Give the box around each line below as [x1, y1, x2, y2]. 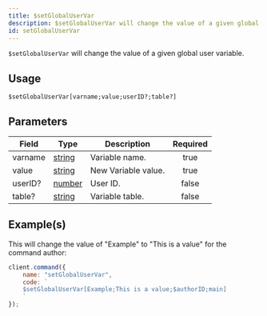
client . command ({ [8, 263, 66, 271]
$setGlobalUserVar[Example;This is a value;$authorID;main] [22, 286, 227, 294]
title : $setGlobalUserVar [8, 11, 94, 20]
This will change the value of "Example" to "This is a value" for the [8, 239, 227, 249]
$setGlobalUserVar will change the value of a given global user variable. [8, 49, 245, 58]
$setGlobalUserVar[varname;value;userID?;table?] [8, 93, 177, 101]
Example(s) [8, 218, 66, 232]
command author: [8, 247, 67, 257]
